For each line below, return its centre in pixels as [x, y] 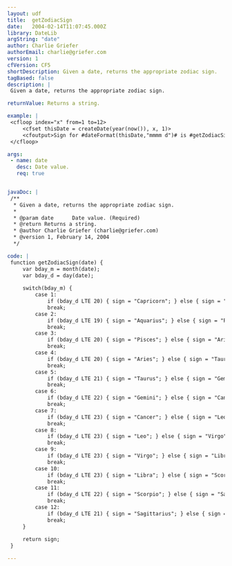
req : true [30, 174]
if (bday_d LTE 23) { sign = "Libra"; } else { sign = [128, 475]
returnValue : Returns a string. [54, 104]
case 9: [46, 450]
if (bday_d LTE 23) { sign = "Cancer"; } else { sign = [129, 417]
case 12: [47, 507]
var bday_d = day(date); [58, 275]
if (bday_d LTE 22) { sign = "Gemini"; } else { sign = [129, 398]
